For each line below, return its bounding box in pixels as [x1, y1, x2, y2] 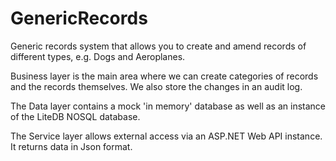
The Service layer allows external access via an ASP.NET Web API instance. [10, 130, 323, 142]
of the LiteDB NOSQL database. [10, 110, 141, 122]
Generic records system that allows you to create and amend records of [10, 40, 307, 52]
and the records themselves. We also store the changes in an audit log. [10, 80, 303, 92]
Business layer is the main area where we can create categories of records [10, 70, 319, 82]
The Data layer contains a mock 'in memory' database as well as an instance [10, 100, 326, 112]
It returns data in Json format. [10, 140, 133, 152]
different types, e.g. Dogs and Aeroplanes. [10, 50, 186, 62]
